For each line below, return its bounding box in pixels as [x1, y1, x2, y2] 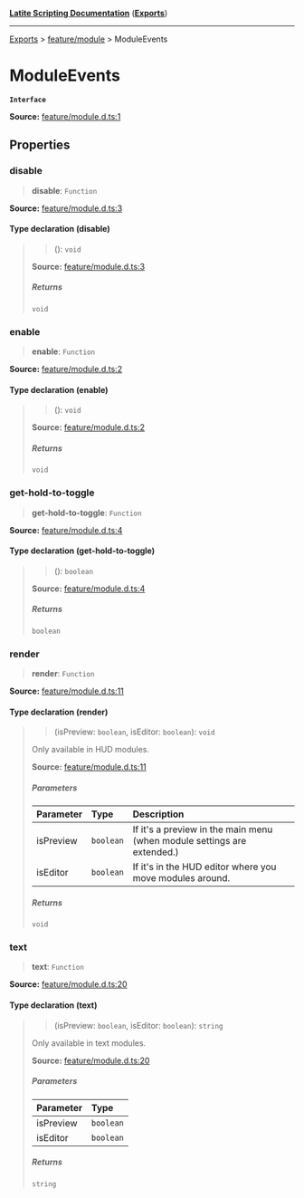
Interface [9, 95, 47, 104]
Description [132, 808, 185, 820]
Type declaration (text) [9, 1000, 98, 1011]
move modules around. [132, 872, 231, 885]
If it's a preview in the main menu [132, 823, 273, 836]
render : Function [31, 668, 95, 679]
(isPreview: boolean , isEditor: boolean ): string [53, 1020, 223, 1030]
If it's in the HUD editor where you [132, 860, 277, 873]
